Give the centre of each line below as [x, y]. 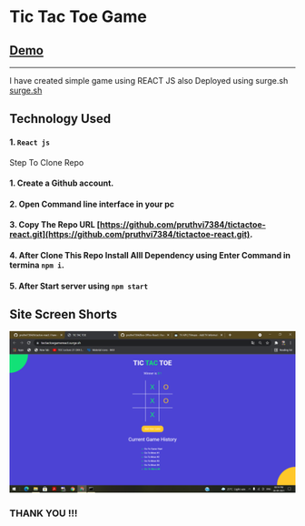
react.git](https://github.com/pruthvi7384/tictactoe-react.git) [130, 235]
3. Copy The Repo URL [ [55, 225]
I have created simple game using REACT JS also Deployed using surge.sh [149, 81]
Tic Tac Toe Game [78, 17]
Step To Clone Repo [47, 162]
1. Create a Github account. [62, 183]
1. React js [30, 142]
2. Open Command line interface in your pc [92, 204]
